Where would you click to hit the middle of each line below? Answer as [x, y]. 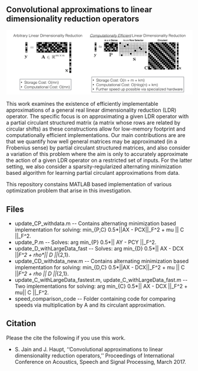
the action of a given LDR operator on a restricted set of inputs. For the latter [99, 160]
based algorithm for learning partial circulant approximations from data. [93, 173]
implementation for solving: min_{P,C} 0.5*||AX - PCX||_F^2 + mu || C [99, 230]
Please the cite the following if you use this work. [66, 338]
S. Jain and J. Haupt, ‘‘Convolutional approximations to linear [89, 349]
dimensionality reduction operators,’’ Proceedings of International [94, 355]
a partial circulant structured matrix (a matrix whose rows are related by [93, 123]
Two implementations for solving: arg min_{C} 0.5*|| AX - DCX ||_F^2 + [101, 287]
